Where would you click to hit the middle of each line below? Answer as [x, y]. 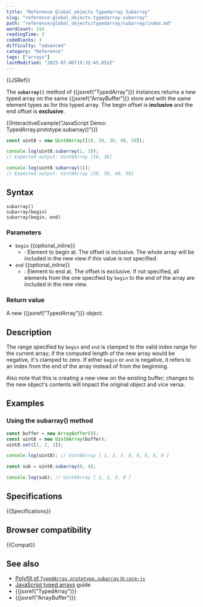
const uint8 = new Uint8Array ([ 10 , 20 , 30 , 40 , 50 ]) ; [76, 140]
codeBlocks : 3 [24, 40]
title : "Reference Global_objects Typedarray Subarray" [78, 12]
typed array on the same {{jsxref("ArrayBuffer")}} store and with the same [98, 98]
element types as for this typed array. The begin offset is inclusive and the [100, 104]
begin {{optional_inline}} [45, 245]
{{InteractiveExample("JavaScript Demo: [57, 123]
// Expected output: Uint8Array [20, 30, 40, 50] [70, 174]
